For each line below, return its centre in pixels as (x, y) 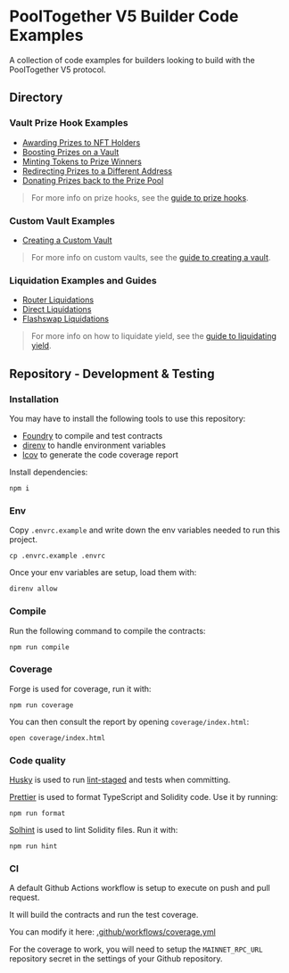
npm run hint (33, 846)
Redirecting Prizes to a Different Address (97, 170)
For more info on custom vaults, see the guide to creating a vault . (151, 257)
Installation (34, 399)
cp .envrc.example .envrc (57, 556)
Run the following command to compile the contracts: (107, 631)
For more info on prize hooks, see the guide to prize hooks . (140, 197)
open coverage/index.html (57, 738)
